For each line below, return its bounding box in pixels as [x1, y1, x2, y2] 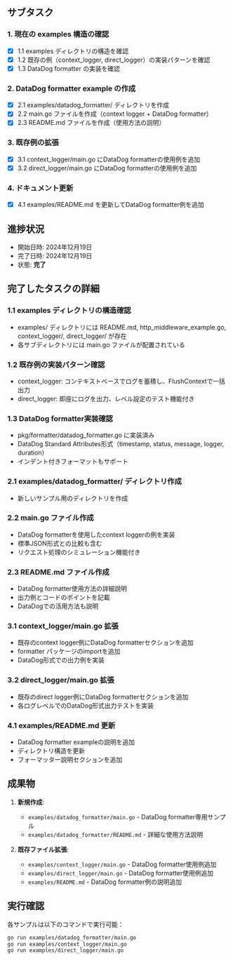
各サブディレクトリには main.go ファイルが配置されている [17, 340, 186, 349]
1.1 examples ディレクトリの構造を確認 [17, 46, 129, 55]
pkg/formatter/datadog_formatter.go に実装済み [17, 431, 155, 440]
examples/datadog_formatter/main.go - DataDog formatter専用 [27, 812, 208, 821]
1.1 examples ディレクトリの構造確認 [7, 306, 131, 316]
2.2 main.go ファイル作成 [7, 513, 94, 523]
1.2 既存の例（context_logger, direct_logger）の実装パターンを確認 [17, 55, 211, 64]
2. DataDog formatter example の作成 [7, 83, 136, 93]
